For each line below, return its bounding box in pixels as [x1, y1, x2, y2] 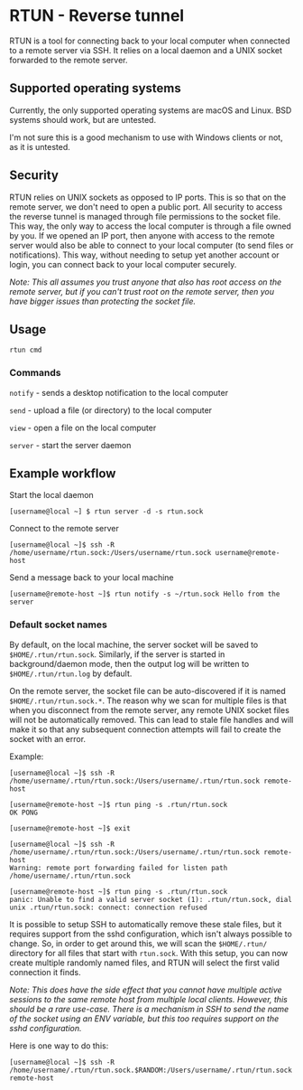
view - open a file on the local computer [9, 422, 157, 433]
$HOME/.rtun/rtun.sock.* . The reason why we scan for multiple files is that [9, 695, 287, 706]
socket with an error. [9, 733, 87, 744]
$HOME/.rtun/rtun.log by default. [9, 668, 133, 679]
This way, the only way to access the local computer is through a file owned [9, 221, 291, 231]
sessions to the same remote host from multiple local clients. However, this [9, 993, 289, 1004]
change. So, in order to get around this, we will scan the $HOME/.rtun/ [9, 937, 268, 949]
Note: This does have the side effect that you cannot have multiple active [9, 984, 282, 995]
